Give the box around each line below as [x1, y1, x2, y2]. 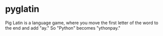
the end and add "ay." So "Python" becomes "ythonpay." [5, 25, 121, 31]
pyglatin [5, 3, 40, 15]
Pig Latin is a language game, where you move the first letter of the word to [5, 20, 159, 26]
